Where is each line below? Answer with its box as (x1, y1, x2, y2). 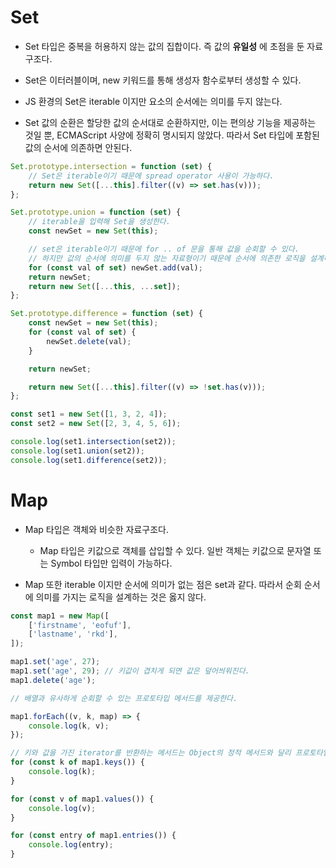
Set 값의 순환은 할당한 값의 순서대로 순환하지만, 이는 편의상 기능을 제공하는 (24, 116, 317, 128)
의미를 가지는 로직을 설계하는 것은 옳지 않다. (35, 591, 207, 603)
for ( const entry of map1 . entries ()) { (10, 831, 177, 841)
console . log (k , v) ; (28, 721, 110, 731)
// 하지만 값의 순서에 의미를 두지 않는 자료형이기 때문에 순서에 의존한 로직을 (28, 253, 306, 263)
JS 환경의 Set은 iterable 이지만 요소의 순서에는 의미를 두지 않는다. (24, 95, 283, 107)
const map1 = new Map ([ (10, 611, 110, 621)
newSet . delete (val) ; (46, 336, 132, 346)
